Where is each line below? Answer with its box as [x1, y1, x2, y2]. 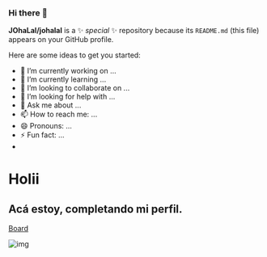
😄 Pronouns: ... [19, 121, 73, 131]
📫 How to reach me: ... [19, 109, 98, 120]
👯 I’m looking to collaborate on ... [19, 83, 130, 93]
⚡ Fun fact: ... [19, 130, 65, 140]
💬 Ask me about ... [19, 100, 82, 110]
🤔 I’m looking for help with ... [19, 92, 116, 102]
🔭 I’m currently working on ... [19, 66, 117, 76]
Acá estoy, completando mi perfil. [8, 202, 183, 216]
